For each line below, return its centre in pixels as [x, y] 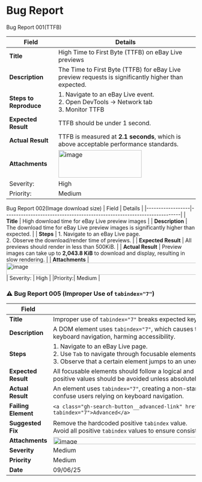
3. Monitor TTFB [81, 109]
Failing [19, 406]
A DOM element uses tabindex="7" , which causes [123, 329]
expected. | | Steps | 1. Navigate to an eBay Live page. [73, 234]
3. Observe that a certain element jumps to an [118, 361]
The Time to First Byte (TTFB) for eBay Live [120, 69]
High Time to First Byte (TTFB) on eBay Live [120, 52]
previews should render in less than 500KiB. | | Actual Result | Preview [94, 246]
